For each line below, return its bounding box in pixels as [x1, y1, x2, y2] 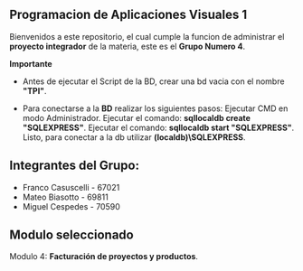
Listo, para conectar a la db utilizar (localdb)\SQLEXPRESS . [22, 131, 246, 143]
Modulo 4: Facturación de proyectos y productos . [9, 251, 199, 262]
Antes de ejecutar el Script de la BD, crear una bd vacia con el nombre [22, 76, 285, 87]
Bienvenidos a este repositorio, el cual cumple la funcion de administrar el [9, 31, 285, 42]
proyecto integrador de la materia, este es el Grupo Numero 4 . [9, 41, 246, 51]
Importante [9, 58, 52, 69]
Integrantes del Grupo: [9, 158, 140, 173]
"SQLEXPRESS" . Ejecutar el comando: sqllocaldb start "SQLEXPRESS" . [22, 122, 295, 133]
